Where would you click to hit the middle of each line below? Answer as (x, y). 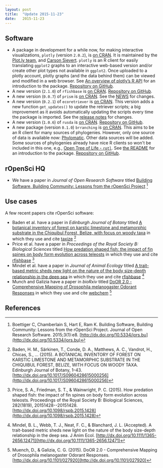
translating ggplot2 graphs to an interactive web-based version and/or (82, 66)
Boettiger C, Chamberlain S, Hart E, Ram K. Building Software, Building (82, 324)
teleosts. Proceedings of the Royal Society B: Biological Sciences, (78, 400)
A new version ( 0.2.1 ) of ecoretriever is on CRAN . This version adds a (83, 102)
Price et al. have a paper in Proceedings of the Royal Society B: (75, 244)
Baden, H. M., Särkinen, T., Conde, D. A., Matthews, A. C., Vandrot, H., (82, 349)
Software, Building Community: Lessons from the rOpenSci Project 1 (80, 186)
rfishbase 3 (23, 260)
